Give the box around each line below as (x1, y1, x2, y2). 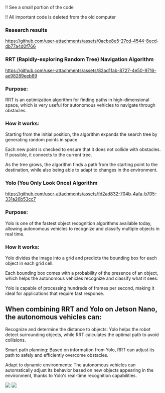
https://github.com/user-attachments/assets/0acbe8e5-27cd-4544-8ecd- (5, 38, 159, 44)
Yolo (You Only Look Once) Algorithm (5, 180, 98, 187)
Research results (5, 26, 48, 33)
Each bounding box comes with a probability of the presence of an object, (5, 270, 158, 276)
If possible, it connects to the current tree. (5, 152, 92, 158)
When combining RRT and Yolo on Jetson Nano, (5, 305, 157, 313)
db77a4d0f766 (5, 43, 36, 49)
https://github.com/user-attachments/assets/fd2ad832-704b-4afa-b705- (5, 191, 157, 197)
